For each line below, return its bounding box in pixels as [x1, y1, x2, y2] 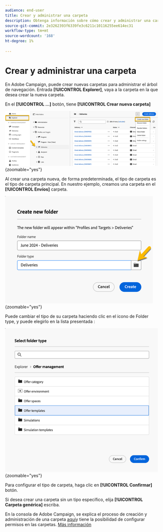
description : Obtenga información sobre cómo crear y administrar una [5, 18, 151, 23]
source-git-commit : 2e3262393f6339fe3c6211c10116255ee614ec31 [5, 23, 133, 28]
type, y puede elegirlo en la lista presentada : [5, 319, 96, 324]
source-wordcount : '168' [5, 34, 55, 38]
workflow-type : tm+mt [5, 28, 49, 34]
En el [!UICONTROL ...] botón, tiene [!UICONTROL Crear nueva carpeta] [5, 101, 151, 107]
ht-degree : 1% [5, 39, 34, 44]
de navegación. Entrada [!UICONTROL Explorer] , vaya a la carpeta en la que [5, 87, 158, 92]
